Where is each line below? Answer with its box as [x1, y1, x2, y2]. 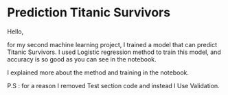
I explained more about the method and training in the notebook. [7, 68, 190, 77]
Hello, [7, 27, 24, 36]
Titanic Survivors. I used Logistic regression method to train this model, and [7, 48, 221, 56]
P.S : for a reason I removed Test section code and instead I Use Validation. [7, 81, 220, 90]
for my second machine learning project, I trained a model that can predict [7, 40, 218, 49]
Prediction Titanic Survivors [7, 5, 170, 21]
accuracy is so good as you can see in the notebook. [7, 55, 157, 63]
